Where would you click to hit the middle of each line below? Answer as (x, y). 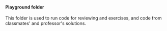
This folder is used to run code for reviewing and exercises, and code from (83, 18)
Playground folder (25, 7)
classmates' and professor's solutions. (46, 23)
